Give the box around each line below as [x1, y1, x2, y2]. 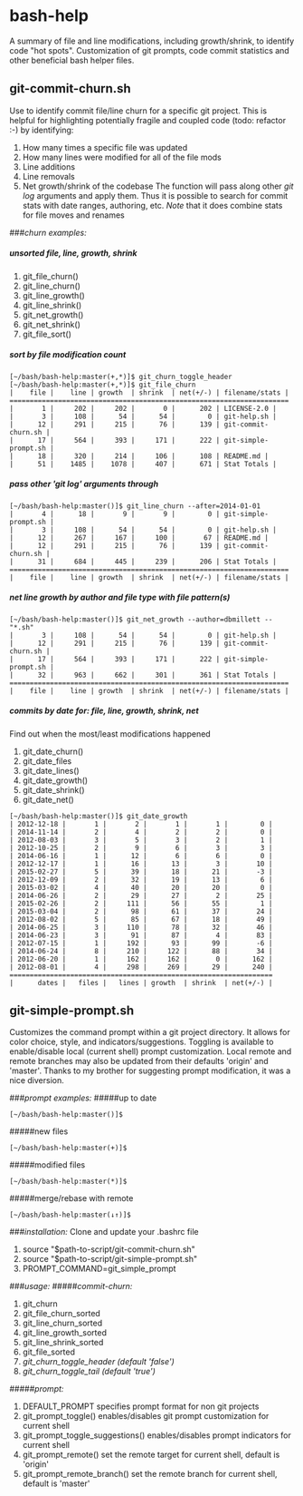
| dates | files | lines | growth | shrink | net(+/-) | [9, 978, 273, 987]
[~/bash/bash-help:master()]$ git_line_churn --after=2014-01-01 [9, 501, 260, 511]
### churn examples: [9, 227, 88, 238]
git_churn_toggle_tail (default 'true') [22, 1366, 156, 1377]
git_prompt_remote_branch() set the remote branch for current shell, [22, 1469, 278, 1480]
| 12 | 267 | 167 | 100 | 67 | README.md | [9, 533, 270, 543]
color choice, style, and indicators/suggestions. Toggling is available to [9, 1036, 274, 1048]
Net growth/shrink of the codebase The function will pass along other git [22, 181, 294, 191]
